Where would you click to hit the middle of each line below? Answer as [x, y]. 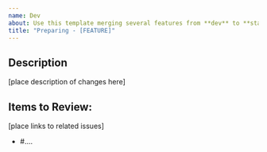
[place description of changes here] [67, 82]
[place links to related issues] [56, 126]
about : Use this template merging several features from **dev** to [124, 23]
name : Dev [25, 16]
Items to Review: [50, 107]
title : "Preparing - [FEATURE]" [62, 30]
